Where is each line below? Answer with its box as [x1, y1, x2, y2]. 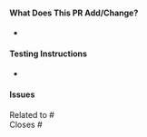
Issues [9, 89, 35, 100]
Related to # [9, 109, 54, 120]
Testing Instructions [9, 48, 88, 59]
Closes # [9, 119, 43, 130]
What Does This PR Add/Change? [9, 7, 139, 18]
